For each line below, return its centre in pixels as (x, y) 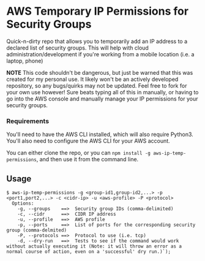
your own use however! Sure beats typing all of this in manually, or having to (102, 92)
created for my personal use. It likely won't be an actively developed (92, 79)
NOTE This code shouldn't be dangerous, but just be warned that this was (100, 72)
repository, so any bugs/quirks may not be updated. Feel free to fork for (97, 85)
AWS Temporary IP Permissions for (97, 11)
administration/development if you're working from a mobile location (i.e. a (100, 54)
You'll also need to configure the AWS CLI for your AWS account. (88, 141)
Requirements (28, 121)
